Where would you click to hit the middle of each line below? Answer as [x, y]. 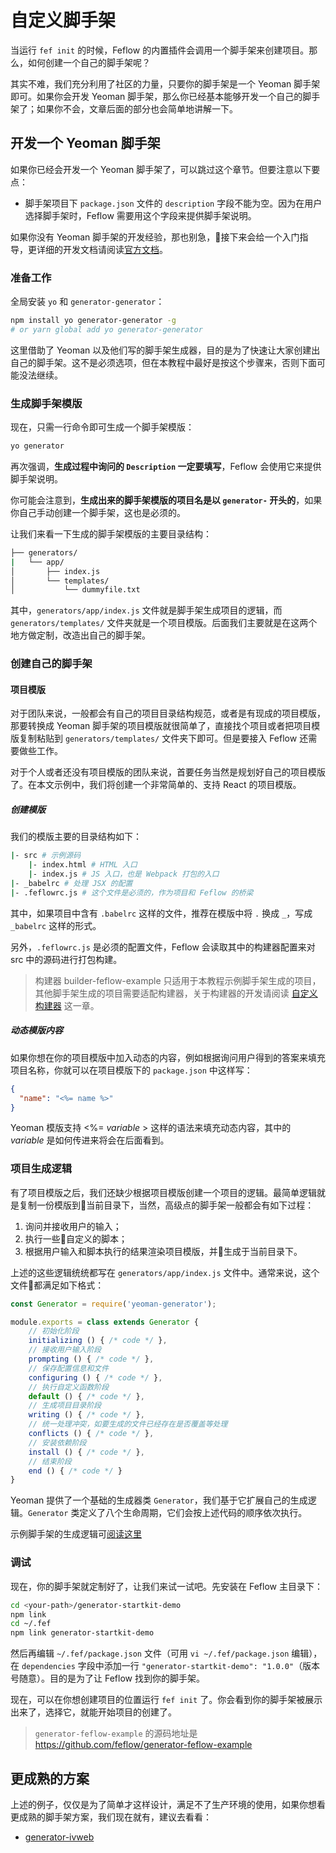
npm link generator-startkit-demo [82, 1633]
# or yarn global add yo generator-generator [106, 329]
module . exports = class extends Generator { [104, 1322]
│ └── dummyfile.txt [75, 590]
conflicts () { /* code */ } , [91, 1434]
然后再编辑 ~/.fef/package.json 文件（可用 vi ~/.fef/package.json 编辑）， [166, 1653]
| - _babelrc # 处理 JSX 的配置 [71, 884]
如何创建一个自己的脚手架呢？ [89, 62]
